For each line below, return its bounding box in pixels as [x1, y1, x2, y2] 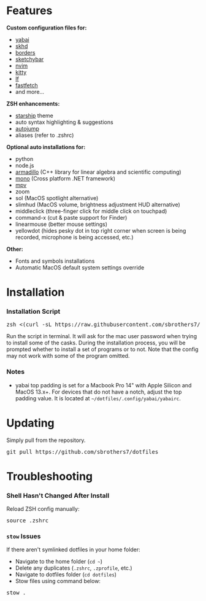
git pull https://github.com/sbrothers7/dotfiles [6, 448, 159, 455]
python [15, 155, 34, 163]
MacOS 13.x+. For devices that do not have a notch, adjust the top [15, 388, 182, 395]
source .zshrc [6, 517, 49, 524]
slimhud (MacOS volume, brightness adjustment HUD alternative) [15, 201, 181, 208]
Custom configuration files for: [6, 24, 87, 31]
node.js [15, 161, 35, 169]
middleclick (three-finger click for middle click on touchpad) [15, 207, 167, 215]
